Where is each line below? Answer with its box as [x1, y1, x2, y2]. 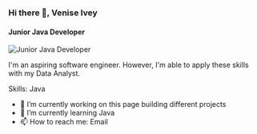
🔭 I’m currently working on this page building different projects [19, 100, 227, 109]
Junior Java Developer [8, 27, 86, 37]
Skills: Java [8, 84, 46, 94]
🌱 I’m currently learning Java [19, 108, 115, 118]
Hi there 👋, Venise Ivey [8, 7, 98, 18]
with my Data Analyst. [8, 69, 81, 78]
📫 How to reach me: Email [19, 117, 108, 127]
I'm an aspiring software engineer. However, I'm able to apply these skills [8, 60, 250, 70]
